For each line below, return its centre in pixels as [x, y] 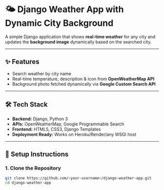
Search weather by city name [42, 73]
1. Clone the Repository [33, 168]
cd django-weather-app [28, 183]
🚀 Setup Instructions [37, 154]
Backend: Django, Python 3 [40, 119]
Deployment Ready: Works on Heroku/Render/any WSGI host [74, 134]
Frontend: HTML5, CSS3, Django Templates [56, 129]
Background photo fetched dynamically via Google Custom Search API [84, 84]
